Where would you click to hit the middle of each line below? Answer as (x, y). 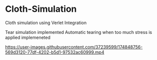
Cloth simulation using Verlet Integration (46, 23)
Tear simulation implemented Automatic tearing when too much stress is (78, 32)
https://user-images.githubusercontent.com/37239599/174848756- (74, 47)
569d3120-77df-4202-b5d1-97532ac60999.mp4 (55, 52)
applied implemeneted (28, 37)
